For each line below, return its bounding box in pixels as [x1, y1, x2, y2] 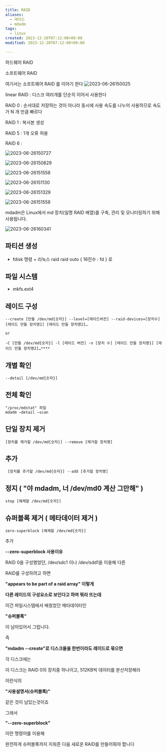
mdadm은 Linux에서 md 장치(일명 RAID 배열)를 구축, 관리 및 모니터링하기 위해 [5, 209, 160, 215]
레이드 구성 [5, 302, 38, 311]
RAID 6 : [5, 140, 23, 146]
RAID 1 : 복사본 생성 [5, 119, 45, 125]
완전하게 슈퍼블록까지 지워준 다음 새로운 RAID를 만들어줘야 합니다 [5, 741, 135, 747]
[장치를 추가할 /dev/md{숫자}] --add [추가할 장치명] [7, 469, 108, 474]
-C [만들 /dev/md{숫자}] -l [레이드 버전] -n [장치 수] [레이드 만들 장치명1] [5, 341, 154, 346]
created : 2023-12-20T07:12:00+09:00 [5, 36, 82, 41]
